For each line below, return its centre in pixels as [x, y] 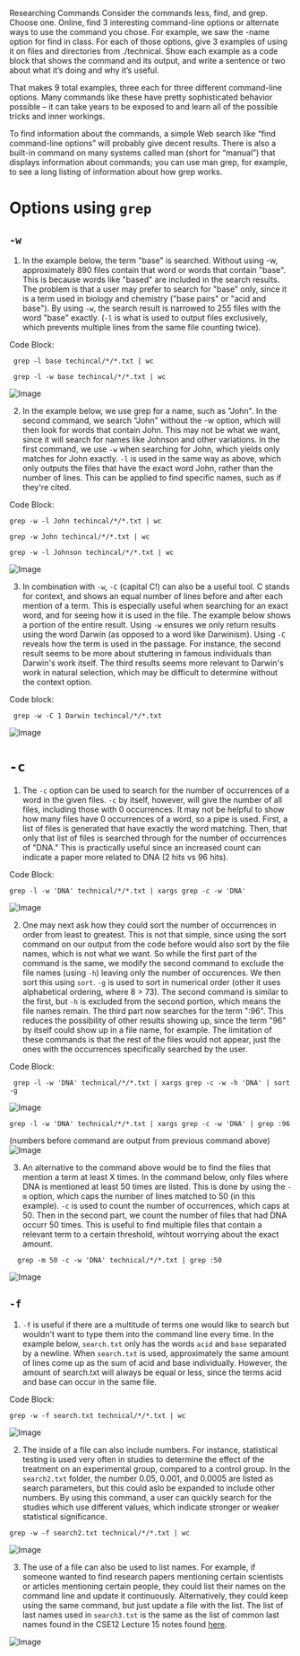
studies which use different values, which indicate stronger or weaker [150, 1507]
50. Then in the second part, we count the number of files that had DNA [154, 1215]
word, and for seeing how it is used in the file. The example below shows [156, 615]
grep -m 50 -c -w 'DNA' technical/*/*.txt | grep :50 [120, 1260]
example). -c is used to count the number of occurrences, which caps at [156, 1205]
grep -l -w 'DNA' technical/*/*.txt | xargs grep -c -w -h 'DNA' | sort [152, 1083]
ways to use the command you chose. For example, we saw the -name [140, 32]
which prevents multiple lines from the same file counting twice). [141, 327]
